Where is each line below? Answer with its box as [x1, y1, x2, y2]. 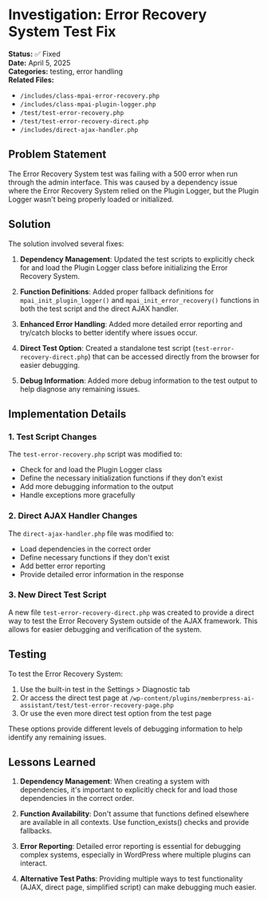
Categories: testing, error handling [8, 66, 124, 76]
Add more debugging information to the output [19, 482, 174, 492]
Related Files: [8, 74, 54, 85]
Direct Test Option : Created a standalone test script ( [19, 343, 195, 352]
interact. [19, 858, 48, 868]
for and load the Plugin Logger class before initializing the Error [19, 262, 228, 273]
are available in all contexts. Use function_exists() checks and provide [19, 818, 250, 827]
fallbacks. [19, 826, 53, 836]
